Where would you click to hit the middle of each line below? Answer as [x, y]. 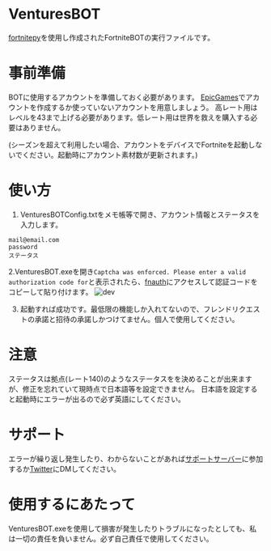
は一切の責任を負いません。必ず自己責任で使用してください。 [111, 538]
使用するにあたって [72, 504]
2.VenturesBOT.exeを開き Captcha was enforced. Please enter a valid [127, 271]
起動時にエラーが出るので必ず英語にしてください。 [100, 399]
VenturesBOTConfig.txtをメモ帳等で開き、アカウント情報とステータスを [140, 214]
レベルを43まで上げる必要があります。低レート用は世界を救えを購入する [129, 117]
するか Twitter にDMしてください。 [65, 468]
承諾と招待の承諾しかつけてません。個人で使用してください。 [137, 319]
